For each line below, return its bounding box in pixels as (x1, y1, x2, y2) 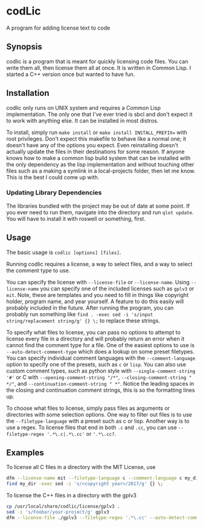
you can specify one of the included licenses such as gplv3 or (40, 285, 195, 292)
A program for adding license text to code (6, 24, 111, 31)
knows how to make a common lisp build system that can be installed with (6, 154, 191, 161)
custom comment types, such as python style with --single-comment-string (6, 367, 196, 374)
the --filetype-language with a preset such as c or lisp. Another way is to (6, 417, 190, 424)
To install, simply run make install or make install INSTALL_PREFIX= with (6, 129, 187, 136)
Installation (6, 88, 50, 98)
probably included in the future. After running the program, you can (6, 304, 174, 311)
